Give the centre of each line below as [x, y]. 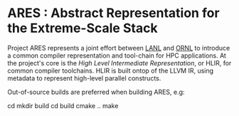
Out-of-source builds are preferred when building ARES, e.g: [96, 92]
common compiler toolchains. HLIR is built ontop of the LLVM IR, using [111, 70]
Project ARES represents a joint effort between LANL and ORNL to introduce [119, 48]
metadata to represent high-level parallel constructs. [84, 78]
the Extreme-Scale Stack [83, 28]
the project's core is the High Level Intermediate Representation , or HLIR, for [119, 63]
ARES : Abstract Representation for [113, 13]
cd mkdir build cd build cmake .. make [63, 105]
